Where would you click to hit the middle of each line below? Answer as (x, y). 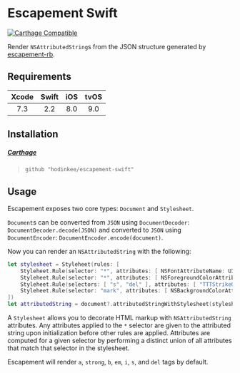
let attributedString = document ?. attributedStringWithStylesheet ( (110, 305)
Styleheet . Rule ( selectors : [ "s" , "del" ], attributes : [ (108, 284)
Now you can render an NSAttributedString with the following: (99, 251)
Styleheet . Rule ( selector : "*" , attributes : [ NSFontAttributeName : (122, 271)
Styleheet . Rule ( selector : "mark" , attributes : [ (94, 291)
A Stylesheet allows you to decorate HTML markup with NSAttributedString (120, 318)
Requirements (39, 77)
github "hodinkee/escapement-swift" (79, 170)
